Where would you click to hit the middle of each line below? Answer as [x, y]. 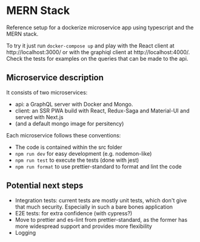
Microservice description [55, 78]
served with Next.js [39, 117]
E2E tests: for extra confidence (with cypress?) [74, 213]
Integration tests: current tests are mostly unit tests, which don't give [101, 200]
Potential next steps [45, 186]
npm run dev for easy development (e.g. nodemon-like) [83, 153]
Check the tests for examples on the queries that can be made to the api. [97, 58]
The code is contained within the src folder [68, 147]
